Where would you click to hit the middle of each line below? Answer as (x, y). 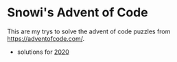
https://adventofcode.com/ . (46, 38)
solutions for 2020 (43, 52)
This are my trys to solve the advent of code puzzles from (89, 31)
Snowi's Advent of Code (78, 13)
